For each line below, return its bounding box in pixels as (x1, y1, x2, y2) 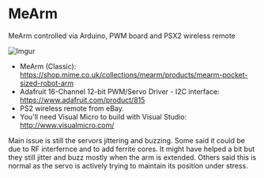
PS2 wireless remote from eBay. (19, 104, 124, 113)
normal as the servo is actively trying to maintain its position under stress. (8, 161, 249, 170)
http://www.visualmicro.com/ (19, 120, 115, 130)
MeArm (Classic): (19, 61, 77, 71)
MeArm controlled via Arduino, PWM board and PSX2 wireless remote (8, 31, 236, 40)
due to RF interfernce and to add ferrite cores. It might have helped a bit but (8, 144, 255, 153)
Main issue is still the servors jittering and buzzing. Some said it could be (8, 135, 245, 145)
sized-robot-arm (19, 78, 74, 88)
